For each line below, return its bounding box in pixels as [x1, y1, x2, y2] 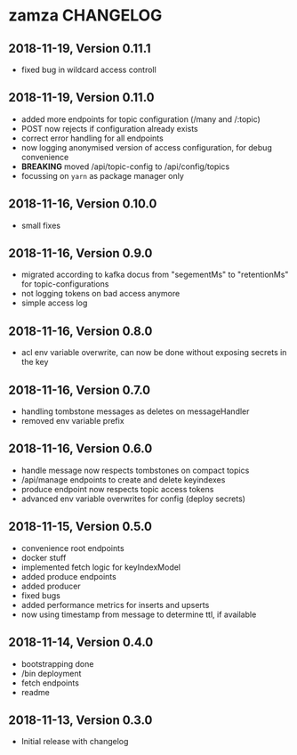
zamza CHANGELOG [8, 5, 163, 26]
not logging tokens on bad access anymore [20, 288, 181, 299]
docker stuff [20, 552, 67, 563]
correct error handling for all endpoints [20, 133, 164, 143]
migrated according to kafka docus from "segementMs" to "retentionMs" [20, 269, 289, 280]
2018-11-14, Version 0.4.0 [8, 635, 154, 650]
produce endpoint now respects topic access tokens [20, 483, 214, 494]
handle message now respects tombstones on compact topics [20, 465, 250, 475]
